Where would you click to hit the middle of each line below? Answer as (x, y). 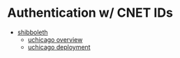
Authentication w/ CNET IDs (90, 13)
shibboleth (32, 32)
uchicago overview (55, 39)
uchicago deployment (59, 47)
